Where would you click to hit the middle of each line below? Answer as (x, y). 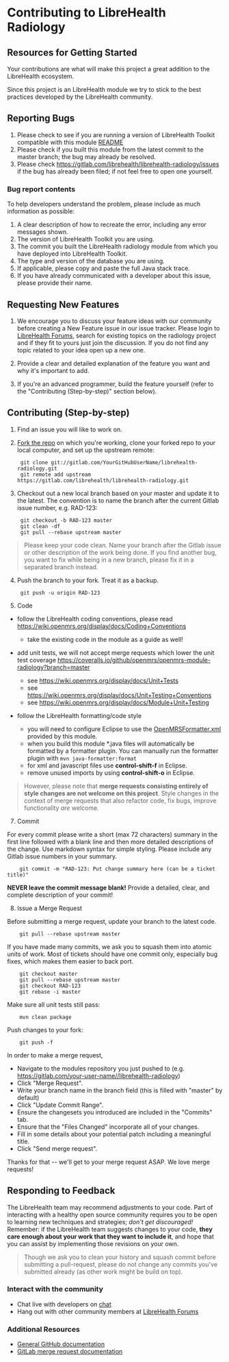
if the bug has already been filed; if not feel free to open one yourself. (115, 171)
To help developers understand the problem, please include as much (104, 204)
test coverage (37, 660)
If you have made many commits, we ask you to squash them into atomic (109, 946)
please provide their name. (55, 283)
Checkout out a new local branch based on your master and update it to (118, 493)
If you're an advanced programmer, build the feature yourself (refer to (115, 384)
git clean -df (40, 526)
